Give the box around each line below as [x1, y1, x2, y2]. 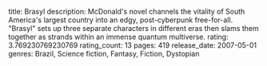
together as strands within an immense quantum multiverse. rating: [8, 32, 229, 41]
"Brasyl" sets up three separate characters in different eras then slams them [8, 24, 260, 33]
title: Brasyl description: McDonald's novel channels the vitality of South [8, 7, 245, 16]
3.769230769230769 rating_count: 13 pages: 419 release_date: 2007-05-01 [8, 41, 257, 50]
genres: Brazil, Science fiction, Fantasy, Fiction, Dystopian [8, 49, 200, 58]
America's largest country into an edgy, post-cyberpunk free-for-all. [8, 15, 233, 25]
